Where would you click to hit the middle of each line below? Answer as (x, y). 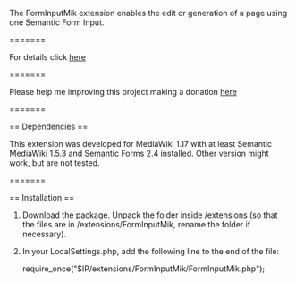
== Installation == (42, 197)
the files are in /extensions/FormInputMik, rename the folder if (136, 224)
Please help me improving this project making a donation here (123, 92)
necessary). (44, 234)
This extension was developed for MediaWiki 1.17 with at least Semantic (141, 144)
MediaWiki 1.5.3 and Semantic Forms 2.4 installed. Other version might (140, 153)
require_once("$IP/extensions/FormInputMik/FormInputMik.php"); (144, 269)
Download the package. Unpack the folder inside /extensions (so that (150, 215)
